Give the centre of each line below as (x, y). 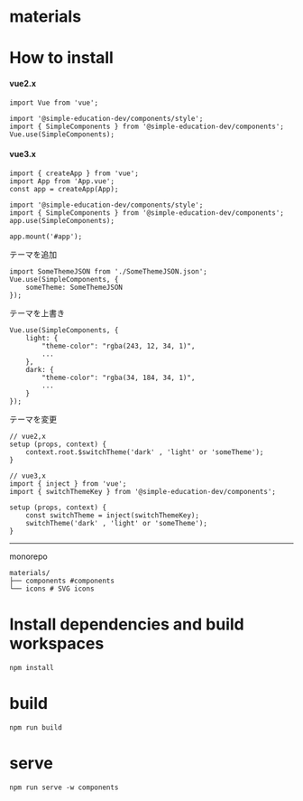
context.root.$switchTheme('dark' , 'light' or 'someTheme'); (145, 452)
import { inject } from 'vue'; (68, 484)
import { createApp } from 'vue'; (74, 173)
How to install (62, 58)
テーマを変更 (33, 419)
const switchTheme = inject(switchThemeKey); (113, 515)
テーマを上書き (37, 312)
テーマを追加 (33, 254)
